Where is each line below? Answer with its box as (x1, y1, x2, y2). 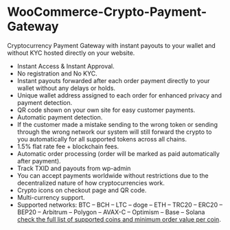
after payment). (16, 157, 61, 165)
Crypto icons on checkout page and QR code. (16, 186, 147, 194)
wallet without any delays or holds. (16, 84, 115, 92)
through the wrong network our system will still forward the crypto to (16, 128, 212, 136)
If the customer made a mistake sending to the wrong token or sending (16, 120, 218, 128)
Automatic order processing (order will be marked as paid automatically (16, 149, 220, 158)
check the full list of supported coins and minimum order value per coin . (16, 215, 221, 223)
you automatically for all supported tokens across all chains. (16, 135, 187, 143)
